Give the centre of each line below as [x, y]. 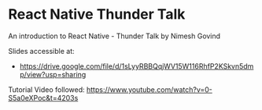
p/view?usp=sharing [53, 74]
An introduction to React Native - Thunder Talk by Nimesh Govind [114, 36]
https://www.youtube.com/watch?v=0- [149, 89]
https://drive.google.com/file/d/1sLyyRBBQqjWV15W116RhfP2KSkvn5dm [137, 66]
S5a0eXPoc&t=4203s [43, 98]
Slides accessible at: [41, 51]
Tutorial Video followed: [46, 89]
